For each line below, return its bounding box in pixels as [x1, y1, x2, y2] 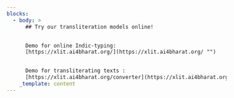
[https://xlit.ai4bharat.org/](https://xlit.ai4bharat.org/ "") [24, 48, 217, 56]
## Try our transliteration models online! [24, 23, 154, 30]
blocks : [6, 10, 29, 17]
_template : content [19, 80, 76, 87]
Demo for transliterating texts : [24, 67, 126, 74]
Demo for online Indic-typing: [24, 42, 117, 49]
